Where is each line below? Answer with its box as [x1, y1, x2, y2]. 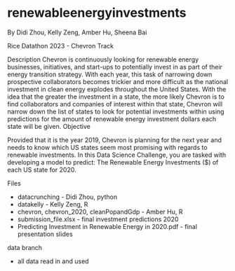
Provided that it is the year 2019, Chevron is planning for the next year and [7, 135, 222, 144]
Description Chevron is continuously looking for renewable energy [7, 55, 199, 64]
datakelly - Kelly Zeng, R [17, 200, 88, 208]
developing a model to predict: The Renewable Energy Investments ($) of [7, 158, 219, 166]
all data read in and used [17, 257, 89, 265]
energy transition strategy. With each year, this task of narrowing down [7, 70, 213, 78]
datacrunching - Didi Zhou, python [17, 193, 118, 201]
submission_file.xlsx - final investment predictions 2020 [17, 215, 179, 223]
